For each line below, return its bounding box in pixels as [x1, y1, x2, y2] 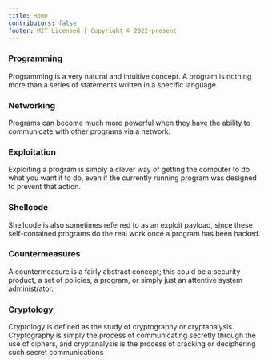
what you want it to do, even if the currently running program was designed [8, 173, 258, 183]
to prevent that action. [8, 182, 82, 192]
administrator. [8, 284, 54, 293]
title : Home [8, 11, 48, 20]
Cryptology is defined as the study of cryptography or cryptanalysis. [8, 322, 234, 332]
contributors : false [8, 19, 78, 27]
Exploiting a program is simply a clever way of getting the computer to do [8, 165, 250, 175]
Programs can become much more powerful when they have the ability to [8, 118, 250, 127]
